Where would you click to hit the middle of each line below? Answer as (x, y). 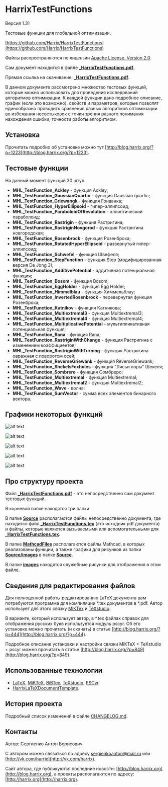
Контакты (21, 732)
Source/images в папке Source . (39, 555)
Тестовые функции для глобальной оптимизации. (58, 33)
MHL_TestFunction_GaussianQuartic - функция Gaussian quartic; (81, 195)
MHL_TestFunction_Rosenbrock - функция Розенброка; (72, 238)
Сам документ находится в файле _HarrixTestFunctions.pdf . (70, 67)
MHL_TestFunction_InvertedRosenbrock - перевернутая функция (82, 297)
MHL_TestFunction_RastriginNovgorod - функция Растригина (78, 227)
